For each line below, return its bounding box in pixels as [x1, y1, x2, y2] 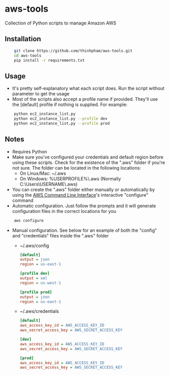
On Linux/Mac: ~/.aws [19, 170, 67, 176]
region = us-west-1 [19, 280, 62, 285]
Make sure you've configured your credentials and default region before [12, 154, 164, 160]
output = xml [19, 276, 48, 281]
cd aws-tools [14, 53, 42, 58]
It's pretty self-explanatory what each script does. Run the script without [12, 85, 165, 92]
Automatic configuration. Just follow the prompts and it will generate [12, 202, 156, 209]
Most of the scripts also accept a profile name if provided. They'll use [12, 96, 158, 102]
